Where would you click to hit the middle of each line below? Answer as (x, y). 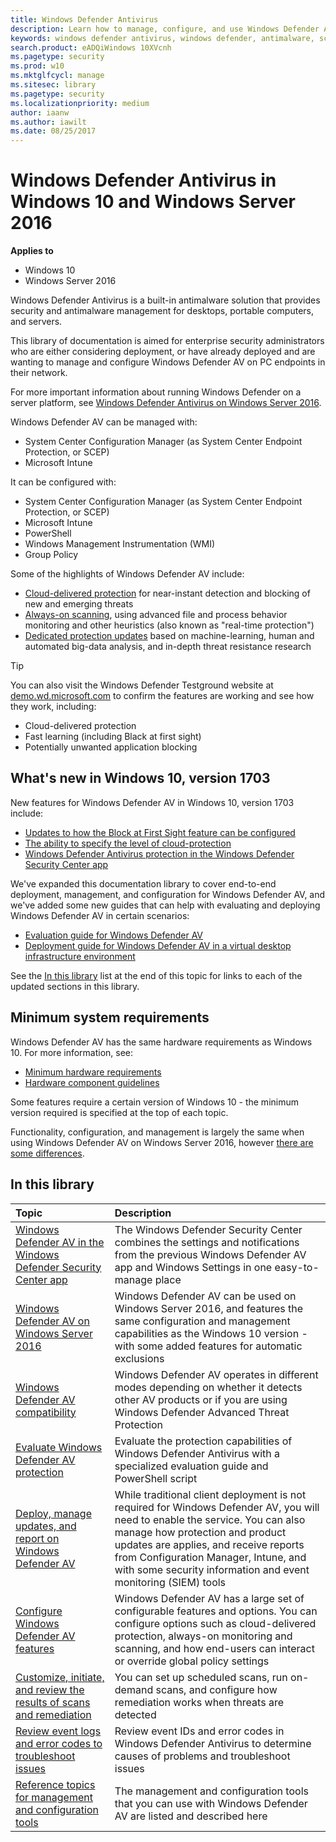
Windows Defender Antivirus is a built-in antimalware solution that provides (165, 300)
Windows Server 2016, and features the (209, 1308)
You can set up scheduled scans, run (201, 1677)
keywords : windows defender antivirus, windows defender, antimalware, (162, 38)
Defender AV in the (60, 1242)
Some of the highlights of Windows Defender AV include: (127, 574)
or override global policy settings (192, 1661)
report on (37, 1538)
